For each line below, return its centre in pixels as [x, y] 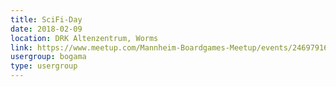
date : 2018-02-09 [46, 29]
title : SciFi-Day [46, 19]
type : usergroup [44, 66]
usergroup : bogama [48, 57]
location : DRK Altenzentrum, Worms [84, 38]
